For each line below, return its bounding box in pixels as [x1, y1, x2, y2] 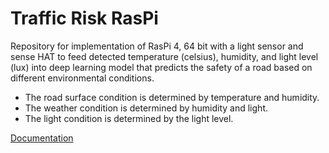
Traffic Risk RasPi [10, 7, 159, 30]
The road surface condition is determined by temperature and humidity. [24, 91, 320, 103]
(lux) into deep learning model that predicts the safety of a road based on [10, 61, 313, 73]
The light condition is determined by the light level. [24, 112, 234, 124]
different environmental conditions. [10, 72, 155, 84]
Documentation [10, 132, 74, 144]
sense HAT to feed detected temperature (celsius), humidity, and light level [10, 50, 319, 62]
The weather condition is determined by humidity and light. [24, 102, 268, 114]
